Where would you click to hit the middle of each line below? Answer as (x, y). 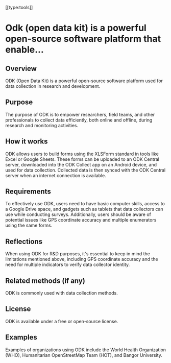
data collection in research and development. (53, 86)
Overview (21, 68)
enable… (25, 50)
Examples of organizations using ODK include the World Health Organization (86, 350)
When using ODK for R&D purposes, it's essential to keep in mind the (78, 254)
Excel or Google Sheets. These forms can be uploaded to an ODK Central (82, 159)
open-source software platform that (83, 39)
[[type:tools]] (19, 7)
